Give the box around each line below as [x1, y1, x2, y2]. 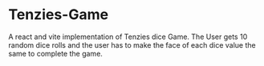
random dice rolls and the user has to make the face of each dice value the [8, 40, 256, 49]
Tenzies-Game [8, 6, 109, 24]
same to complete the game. [8, 49, 103, 58]
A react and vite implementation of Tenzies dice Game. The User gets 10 [8, 32, 248, 41]
